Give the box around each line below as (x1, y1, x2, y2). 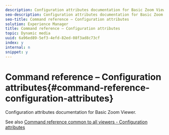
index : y (5, 40, 24, 45)
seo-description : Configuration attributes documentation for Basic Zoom (5, 12, 163, 17)
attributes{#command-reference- (5, 82, 150, 93)
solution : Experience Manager (5, 21, 69, 27)
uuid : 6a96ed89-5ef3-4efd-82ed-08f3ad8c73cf (5, 36, 100, 41)
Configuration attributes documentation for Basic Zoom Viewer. (5, 109, 137, 115)
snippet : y (5, 49, 28, 54)
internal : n (5, 45, 30, 50)
